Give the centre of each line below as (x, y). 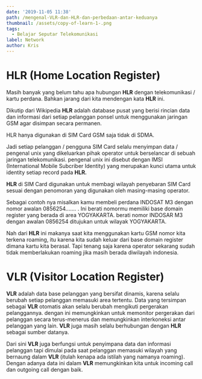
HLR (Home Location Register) (84, 76)
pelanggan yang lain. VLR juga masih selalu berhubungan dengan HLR (94, 326)
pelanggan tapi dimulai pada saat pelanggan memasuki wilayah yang (92, 350)
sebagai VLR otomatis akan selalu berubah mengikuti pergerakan (87, 306)
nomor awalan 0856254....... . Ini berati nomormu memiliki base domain (95, 209)
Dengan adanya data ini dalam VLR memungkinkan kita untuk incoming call (100, 363)
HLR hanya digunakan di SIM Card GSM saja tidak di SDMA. (80, 135)
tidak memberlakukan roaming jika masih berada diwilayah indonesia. (93, 252)
